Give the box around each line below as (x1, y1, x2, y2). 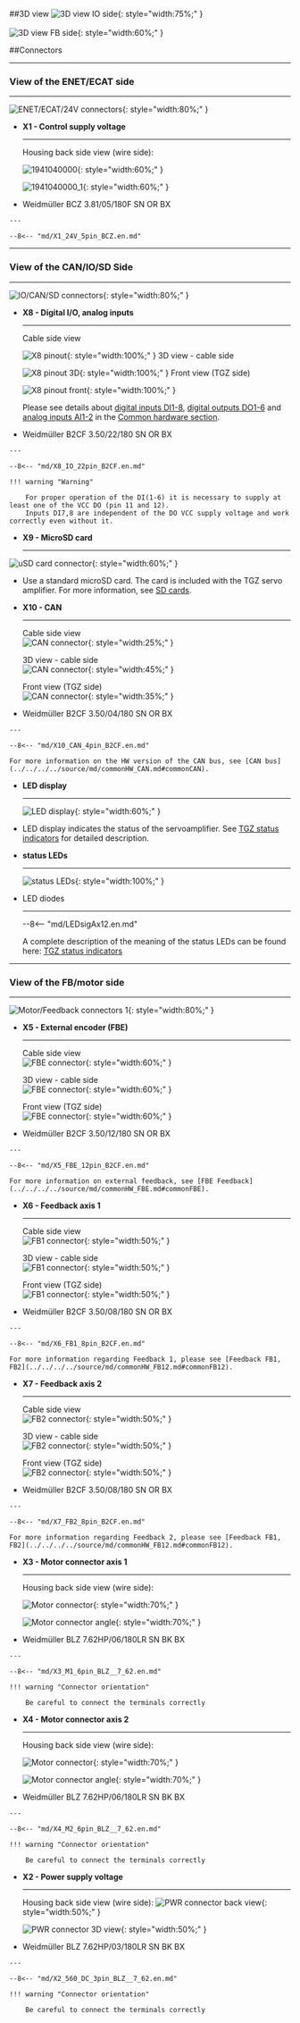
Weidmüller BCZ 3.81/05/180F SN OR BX (21, 199, 171, 210)
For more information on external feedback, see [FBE (9, 1176, 214, 1186)
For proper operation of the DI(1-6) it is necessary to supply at (25, 492, 281, 502)
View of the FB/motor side (9, 976, 125, 988)
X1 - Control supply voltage (21, 122, 127, 132)
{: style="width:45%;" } (87, 664, 174, 675)
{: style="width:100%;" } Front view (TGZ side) (79, 367, 251, 378)
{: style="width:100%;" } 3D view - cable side (66, 349, 235, 361)
